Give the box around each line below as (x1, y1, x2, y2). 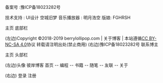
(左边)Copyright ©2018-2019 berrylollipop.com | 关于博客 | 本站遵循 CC (5, 36, 148, 41)
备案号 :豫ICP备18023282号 (5, 4, 61, 10)
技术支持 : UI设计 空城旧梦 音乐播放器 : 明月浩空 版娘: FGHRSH (5, 15, 131, 21)
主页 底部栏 (5, 25, 28, 31)
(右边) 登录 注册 (5, 73, 37, 78)
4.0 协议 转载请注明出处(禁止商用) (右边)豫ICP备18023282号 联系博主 (20, 41, 159, 47)
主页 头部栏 (5, 52, 28, 58)
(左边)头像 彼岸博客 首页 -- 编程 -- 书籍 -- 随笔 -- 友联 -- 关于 (5, 62, 128, 68)
